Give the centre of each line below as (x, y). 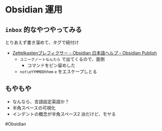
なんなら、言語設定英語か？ (41, 101)
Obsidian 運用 (34, 10)
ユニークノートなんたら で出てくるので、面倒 (62, 59)
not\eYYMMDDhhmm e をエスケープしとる (58, 71)
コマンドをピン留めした (51, 65)
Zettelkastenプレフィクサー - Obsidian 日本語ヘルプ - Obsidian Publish (84, 53)
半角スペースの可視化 (34, 108)
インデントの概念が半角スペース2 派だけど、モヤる (64, 114)
